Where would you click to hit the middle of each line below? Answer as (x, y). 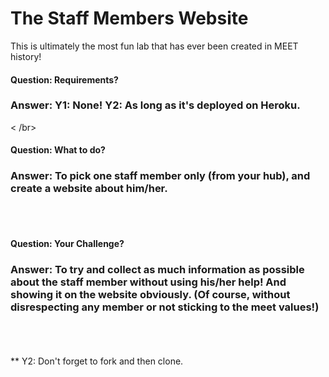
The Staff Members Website (129, 18)
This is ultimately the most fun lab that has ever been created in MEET (154, 46)
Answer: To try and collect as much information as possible (157, 270)
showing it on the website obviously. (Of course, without (150, 295)
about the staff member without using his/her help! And (148, 282)
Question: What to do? (58, 150)
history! (26, 56)
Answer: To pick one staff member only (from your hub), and (160, 176)
